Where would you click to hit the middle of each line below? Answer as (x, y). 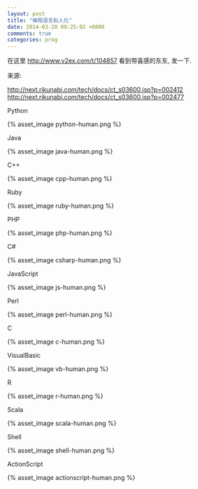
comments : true (29, 33)
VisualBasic (24, 356)
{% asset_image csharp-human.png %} (64, 260)
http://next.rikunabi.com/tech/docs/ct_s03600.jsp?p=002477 (96, 97)
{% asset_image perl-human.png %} (60, 315)
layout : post (26, 14)
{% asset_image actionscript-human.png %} (71, 478)
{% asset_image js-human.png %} (57, 288)
